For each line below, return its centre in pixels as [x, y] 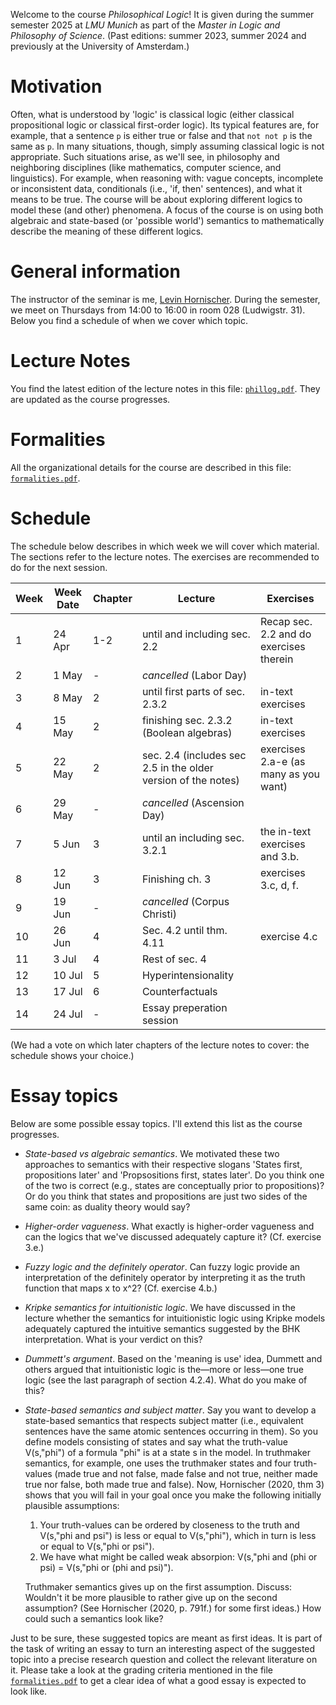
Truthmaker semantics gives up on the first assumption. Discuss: [158, 1586]
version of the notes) [190, 780]
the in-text [285, 831]
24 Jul [68, 1014]
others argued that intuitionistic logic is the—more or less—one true [164, 1369]
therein [276, 659]
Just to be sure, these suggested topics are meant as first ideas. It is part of [166, 1638]
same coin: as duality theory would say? [107, 1206]
